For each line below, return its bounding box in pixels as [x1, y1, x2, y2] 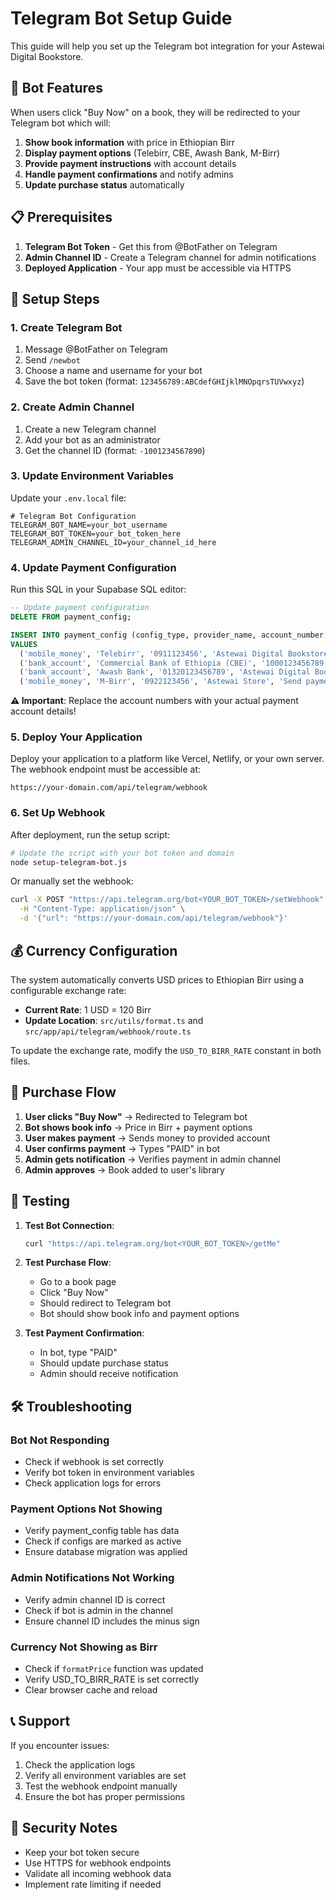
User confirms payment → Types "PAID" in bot [24, 1142, 221, 1154]
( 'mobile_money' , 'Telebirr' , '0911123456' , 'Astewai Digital [19, 648, 284, 659]
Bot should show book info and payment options [39, 1308, 240, 1320]
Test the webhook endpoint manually [24, 1780, 178, 1792]
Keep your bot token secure [24, 1846, 140, 1858]
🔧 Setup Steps [10, 290, 100, 307]
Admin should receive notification [39, 1368, 179, 1380]
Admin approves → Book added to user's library [24, 1163, 225, 1176]
